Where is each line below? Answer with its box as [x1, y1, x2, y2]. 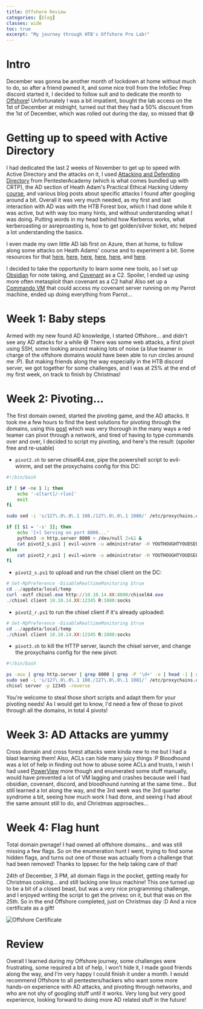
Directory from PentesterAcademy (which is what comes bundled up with [6, 177, 189, 184]
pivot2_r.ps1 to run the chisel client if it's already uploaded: [14, 608, 165, 616]
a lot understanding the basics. [6, 229, 83, 235]
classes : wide [6, 20, 42, 26]
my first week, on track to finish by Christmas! [6, 371, 121, 378]
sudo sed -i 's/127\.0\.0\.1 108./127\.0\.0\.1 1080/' [6, 513, 147, 519]
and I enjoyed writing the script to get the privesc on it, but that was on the [6, 891, 192, 899]
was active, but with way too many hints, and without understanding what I [6, 209, 192, 216]
